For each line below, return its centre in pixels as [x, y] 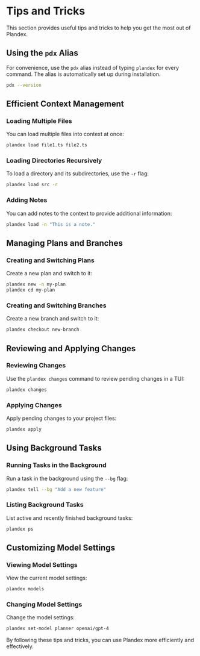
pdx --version [24, 85]
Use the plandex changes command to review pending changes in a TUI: [95, 378]
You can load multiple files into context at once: [65, 134]
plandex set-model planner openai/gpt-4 [58, 629]
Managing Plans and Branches [65, 243]
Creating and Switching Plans [50, 260]
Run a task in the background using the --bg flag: [67, 478]
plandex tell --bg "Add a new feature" [56, 489]
